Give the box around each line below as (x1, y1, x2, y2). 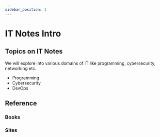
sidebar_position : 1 (5, 7, 47, 12)
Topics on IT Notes (5, 47, 63, 56)
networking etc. (5, 65, 36, 71)
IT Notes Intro (5, 28, 62, 39)
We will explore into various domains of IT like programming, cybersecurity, (5, 60, 156, 66)
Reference (5, 99, 37, 107)
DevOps (12, 85, 29, 91)
